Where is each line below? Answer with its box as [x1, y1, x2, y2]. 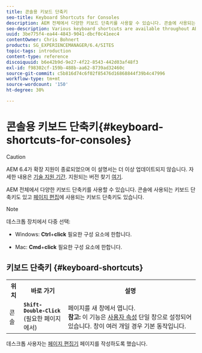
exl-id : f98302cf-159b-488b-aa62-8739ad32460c [6, 64, 125, 71]
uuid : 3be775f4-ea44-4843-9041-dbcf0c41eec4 [6, 31, 120, 37]
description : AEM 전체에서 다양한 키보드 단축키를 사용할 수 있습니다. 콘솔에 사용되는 [6, 20, 196, 26]
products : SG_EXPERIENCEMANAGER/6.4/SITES [6, 43, 114, 49]
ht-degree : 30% [6, 87, 44, 93]
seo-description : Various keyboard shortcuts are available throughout [6, 25, 189, 32]
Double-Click [23, 307, 61, 314]
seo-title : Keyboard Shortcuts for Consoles [6, 14, 120, 20]
